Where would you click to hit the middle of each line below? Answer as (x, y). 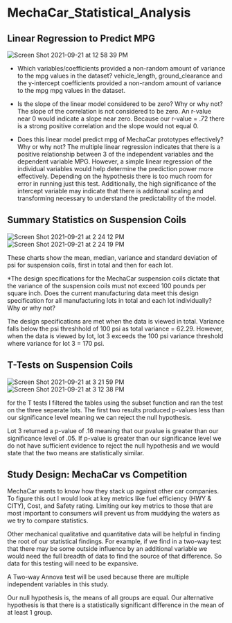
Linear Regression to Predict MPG (81, 38)
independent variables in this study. (58, 584)
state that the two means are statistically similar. (75, 453)
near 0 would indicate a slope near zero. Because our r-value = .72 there (121, 119)
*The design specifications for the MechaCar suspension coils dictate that (114, 278)
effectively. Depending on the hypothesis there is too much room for (115, 176)
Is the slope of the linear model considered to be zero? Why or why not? (120, 104)
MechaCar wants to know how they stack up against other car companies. (113, 491)
